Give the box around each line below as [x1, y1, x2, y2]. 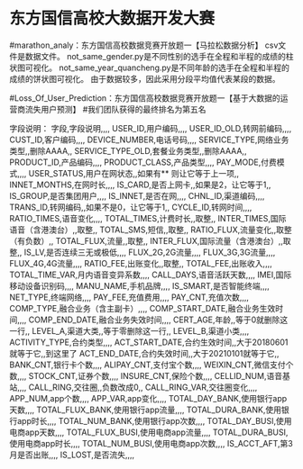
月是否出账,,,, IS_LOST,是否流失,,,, [9, 449, 135, 460]
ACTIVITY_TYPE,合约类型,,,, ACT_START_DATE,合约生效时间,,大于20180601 [9, 337, 289, 347]
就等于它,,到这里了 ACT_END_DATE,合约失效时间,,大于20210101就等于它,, [9, 347, 280, 358]
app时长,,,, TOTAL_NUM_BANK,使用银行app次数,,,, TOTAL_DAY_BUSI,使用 [16, 415, 292, 426]
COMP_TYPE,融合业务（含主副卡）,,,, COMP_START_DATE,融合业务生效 [9, 302, 276, 313]
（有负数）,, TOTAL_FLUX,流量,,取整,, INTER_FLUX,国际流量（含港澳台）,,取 [9, 235, 291, 246]
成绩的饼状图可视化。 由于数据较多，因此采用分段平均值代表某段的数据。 [9, 73, 280, 84]
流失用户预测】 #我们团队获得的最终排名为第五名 [24, 104, 207, 114]
